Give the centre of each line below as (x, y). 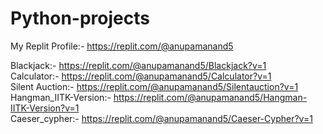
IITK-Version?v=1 (45, 108)
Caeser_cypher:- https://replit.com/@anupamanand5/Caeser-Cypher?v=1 (161, 118)
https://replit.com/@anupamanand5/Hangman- (210, 97)
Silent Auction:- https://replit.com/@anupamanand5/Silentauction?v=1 (154, 86)
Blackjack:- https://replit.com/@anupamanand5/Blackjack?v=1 (138, 65)
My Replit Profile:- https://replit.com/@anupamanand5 (122, 46)
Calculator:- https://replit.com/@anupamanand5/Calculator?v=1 (141, 76)
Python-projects (80, 18)
